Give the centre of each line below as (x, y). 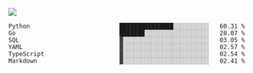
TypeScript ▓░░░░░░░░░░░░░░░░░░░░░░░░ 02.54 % (127, 54)
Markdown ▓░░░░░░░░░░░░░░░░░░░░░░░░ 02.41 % (127, 61)
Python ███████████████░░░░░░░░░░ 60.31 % (127, 26)
